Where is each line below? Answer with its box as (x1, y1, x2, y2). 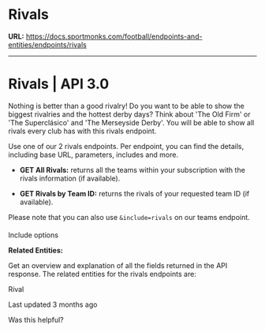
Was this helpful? (8, 315, 65, 325)
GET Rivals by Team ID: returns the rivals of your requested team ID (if (19, 188, 250, 198)
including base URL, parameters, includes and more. (8, 150, 179, 159)
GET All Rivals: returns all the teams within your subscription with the (19, 165, 246, 174)
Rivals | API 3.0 (8, 75, 110, 93)
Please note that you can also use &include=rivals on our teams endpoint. (8, 212, 250, 222)
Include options (8, 230, 59, 240)
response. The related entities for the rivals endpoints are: (8, 270, 197, 279)
